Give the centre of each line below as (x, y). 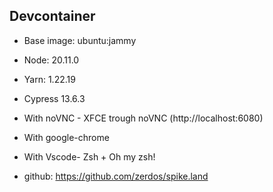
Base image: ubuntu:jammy (80, 40)
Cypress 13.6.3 (54, 98)
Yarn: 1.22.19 (49, 79)
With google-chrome (66, 137)
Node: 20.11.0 (51, 60)
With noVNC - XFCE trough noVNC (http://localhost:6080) (143, 118)
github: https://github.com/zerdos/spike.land (116, 176)
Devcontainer (52, 16)
